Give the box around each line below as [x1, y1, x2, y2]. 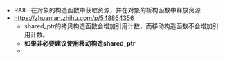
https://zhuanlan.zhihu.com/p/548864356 [13, 14, 134, 22]
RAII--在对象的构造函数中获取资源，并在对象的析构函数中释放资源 [13, 6, 201, 14]
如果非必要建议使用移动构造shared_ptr [24, 39, 136, 47]
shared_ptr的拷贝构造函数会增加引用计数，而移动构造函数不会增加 [24, 22, 213, 30]
